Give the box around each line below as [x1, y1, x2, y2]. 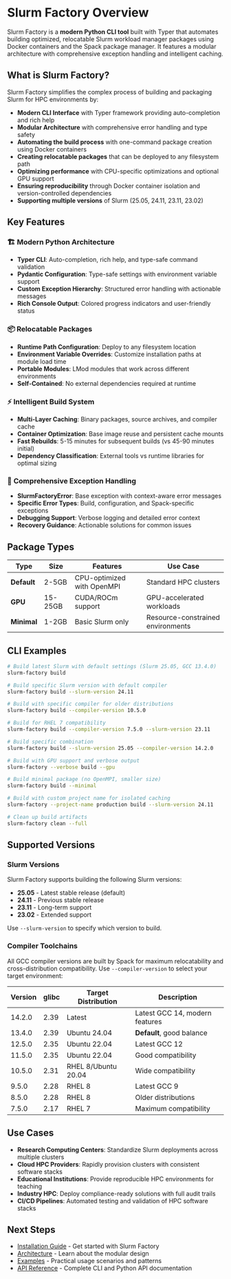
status [16, 306, 35, 315]
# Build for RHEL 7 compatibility [7, 720, 107, 727]
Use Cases [7, 1127, 54, 1139]
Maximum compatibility [135, 1103, 211, 1113]
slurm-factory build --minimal [7, 782, 97, 789]
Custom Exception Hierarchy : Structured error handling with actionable [16, 284, 221, 293]
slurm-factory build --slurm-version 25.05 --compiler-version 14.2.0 [7, 745, 214, 751]
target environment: [7, 971, 63, 979]
